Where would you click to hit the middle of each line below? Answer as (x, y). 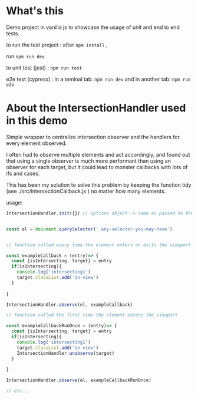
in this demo (37, 121)
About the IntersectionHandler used (96, 108)
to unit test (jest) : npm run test (44, 67)
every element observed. (37, 143)
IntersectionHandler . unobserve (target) (66, 353)
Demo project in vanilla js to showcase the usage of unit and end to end (93, 27)
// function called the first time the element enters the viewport (92, 315)
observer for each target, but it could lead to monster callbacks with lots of (97, 167)
